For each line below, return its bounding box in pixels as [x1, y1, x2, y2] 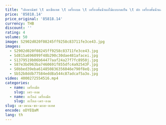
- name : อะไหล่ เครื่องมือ [9, 94, 51, 99]
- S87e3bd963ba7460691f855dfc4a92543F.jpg [9, 62, 98, 67]
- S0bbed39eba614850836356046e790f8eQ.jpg [9, 67, 98, 72]
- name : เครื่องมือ [9, 85, 40, 90]
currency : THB [5, 21, 35, 26]
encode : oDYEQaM [5, 108, 39, 113]
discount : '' [5, 26, 32, 31]
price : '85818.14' [5, 12, 43, 17]
